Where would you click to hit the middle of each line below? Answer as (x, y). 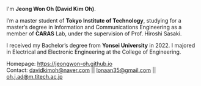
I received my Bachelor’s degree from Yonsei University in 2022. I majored (101, 45)
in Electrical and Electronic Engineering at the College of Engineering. (94, 52)
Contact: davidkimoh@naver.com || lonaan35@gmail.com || (81, 70)
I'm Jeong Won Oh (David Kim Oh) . (51, 9)
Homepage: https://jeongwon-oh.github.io (60, 64)
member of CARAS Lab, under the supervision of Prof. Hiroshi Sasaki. (94, 34)
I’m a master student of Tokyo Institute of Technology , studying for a (94, 20)
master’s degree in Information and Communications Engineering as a (94, 27)
